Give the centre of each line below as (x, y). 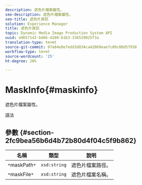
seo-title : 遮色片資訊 (27, 19)
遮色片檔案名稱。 (91, 174)
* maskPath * (22, 165)
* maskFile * (21, 174)
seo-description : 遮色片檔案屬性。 (39, 14)
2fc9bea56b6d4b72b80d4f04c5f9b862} (71, 140)
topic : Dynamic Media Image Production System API (59, 33)
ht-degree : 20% (21, 61)
